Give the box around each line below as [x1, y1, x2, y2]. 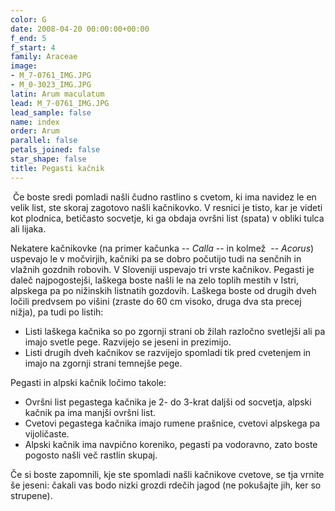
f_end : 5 [10, 33, 47, 43]
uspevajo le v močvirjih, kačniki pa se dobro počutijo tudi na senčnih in [10, 252, 302, 265]
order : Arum [10, 126, 60, 136]
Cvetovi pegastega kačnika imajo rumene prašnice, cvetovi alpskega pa [24, 417, 321, 429]
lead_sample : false [10, 107, 92, 118]
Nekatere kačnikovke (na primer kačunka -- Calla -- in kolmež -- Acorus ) [10, 242, 315, 254]
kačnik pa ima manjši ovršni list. [24, 406, 157, 418]
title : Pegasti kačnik [10, 163, 105, 173]
